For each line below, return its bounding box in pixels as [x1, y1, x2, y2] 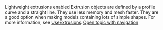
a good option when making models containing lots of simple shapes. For [5, 15, 155, 20]
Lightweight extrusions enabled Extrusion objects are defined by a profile [5, 4, 156, 10]
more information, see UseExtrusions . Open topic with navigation [5, 19, 139, 25]
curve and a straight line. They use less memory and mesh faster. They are [5, 9, 159, 15]
